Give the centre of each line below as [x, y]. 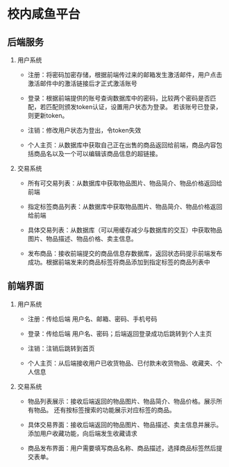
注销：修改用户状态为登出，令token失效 [84, 130]
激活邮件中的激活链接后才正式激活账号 [82, 83]
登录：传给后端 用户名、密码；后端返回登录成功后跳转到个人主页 [120, 333]
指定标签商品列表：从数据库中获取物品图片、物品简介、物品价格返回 [125, 206]
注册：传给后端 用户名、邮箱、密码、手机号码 [92, 319]
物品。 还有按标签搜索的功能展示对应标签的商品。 [104, 409]
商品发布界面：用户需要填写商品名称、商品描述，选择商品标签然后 [122, 448]
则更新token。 [48, 116]
